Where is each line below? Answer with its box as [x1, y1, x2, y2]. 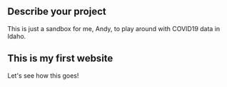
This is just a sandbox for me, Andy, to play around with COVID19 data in [7, 24, 221, 33]
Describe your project [7, 6, 106, 18]
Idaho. [7, 32, 26, 40]
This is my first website [7, 52, 113, 64]
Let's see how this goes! [7, 71, 79, 80]
